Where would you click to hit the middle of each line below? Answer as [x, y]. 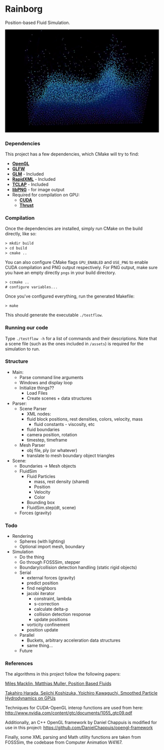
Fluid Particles [41, 476]
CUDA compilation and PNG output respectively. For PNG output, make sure [81, 268]
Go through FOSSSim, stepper [50, 562]
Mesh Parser [32, 445]
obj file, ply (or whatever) [52, 450]
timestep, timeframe [47, 440]
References [19, 664]
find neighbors [41, 588]
